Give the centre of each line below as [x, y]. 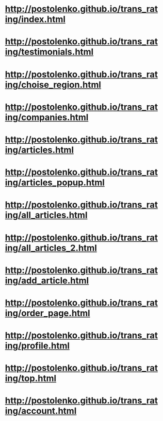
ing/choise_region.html [53, 85]
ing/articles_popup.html [55, 182]
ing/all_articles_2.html [51, 248]
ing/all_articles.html [46, 215]
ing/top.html [31, 378]
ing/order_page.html [48, 313]
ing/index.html [35, 19]
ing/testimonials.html [49, 52]
